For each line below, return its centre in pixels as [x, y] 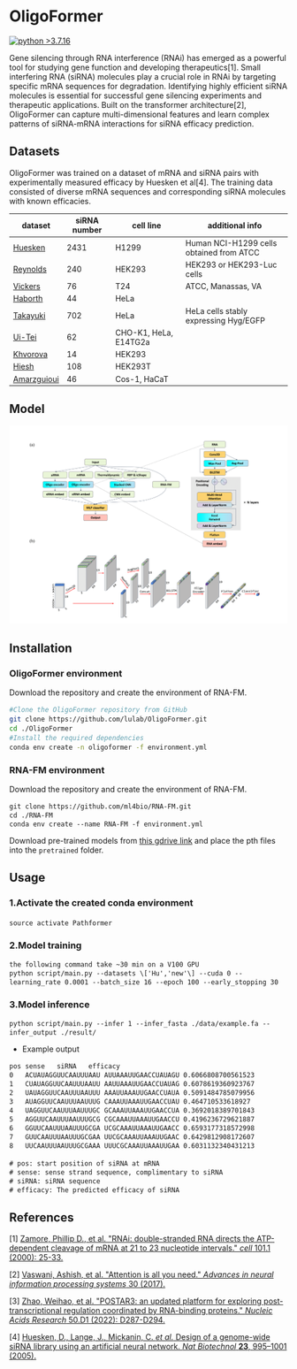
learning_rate [35, 982]
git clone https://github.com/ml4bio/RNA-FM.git [100, 807]
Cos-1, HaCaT [142, 379]
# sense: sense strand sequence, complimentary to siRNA [116, 1173]
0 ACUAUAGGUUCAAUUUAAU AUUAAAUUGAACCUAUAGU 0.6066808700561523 [132, 1075]
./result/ [79, 1033]
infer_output [33, 1033]
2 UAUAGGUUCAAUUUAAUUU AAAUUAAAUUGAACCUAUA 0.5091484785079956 [132, 1093]
